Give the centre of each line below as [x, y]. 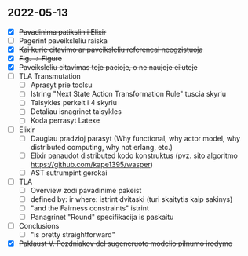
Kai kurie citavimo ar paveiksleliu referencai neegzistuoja [111, 49]
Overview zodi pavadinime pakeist [86, 190]
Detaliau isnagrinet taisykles [76, 112]
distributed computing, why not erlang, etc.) [102, 147]
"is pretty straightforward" [73, 235]
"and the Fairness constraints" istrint [90, 208]
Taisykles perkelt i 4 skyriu [73, 103]
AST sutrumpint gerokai [69, 173]
